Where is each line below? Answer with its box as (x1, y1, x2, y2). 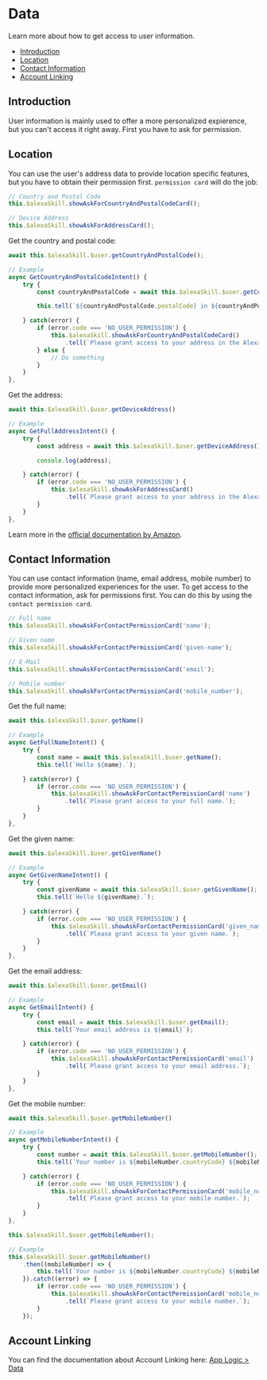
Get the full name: (8, 702, 67, 711)
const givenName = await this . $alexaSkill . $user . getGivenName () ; (37, 886, 258, 894)
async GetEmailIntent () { (8, 1003, 94, 1011)
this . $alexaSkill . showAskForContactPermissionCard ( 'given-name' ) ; (8, 643, 233, 651)
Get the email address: (8, 966, 83, 976)
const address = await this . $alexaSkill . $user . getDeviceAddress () (37, 442, 261, 450)
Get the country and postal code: (8, 236, 117, 246)
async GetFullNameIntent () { (8, 739, 105, 747)
